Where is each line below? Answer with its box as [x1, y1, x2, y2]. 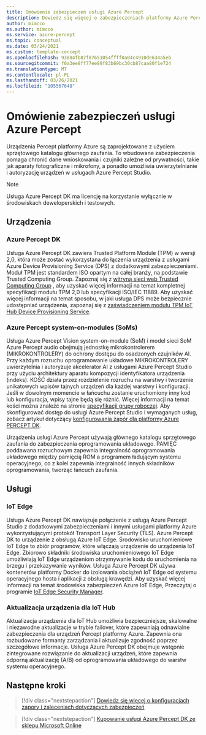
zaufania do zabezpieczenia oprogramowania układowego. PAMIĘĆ [6, 440, 177, 447]
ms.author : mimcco [6, 26, 53, 32]
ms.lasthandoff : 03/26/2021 [6, 77, 78, 83]
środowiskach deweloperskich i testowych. [6, 199, 115, 206]
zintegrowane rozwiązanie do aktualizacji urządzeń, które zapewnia [6, 649, 178, 657]
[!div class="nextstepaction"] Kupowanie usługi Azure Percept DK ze [21, 715, 196, 722]
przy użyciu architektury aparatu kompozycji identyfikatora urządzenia [6, 369, 185, 377]
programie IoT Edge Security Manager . [6, 588, 104, 595]
